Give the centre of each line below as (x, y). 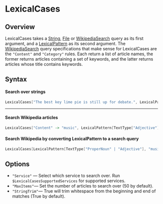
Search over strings (25, 92)
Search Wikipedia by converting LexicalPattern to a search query (72, 139)
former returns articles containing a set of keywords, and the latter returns (79, 59)
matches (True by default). (39, 196)
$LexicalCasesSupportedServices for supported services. (69, 181)
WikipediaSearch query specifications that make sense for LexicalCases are (81, 49)
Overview (20, 27)
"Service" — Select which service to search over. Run (66, 176)
